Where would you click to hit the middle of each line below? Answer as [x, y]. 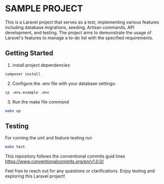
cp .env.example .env [27, 92]
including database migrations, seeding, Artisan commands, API [70, 27]
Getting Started [29, 53]
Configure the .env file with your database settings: [64, 83]
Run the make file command [41, 102]
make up [13, 111]
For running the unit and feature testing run [49, 138]
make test [15, 147]
